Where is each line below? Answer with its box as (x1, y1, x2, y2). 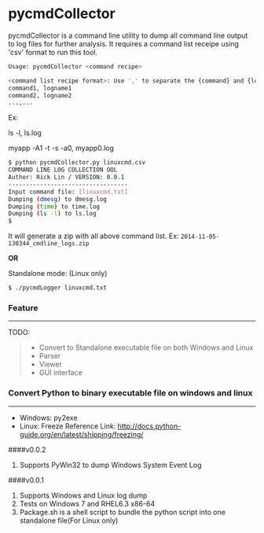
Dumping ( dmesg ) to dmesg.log (8, 195, 108, 203)
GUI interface (38, 368, 82, 377)
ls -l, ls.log (8, 128, 42, 138)
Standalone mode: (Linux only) (8, 269, 108, 278)
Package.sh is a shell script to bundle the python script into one (19, 507, 226, 516)
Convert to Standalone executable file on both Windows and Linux (38, 343, 254, 352)
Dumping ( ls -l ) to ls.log (8, 210, 97, 218)
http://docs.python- (117, 421, 181, 431)
